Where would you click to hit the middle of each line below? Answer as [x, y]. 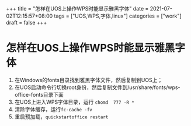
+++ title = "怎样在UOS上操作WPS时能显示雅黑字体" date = [77, 8]
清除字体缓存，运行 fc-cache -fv [53, 109]
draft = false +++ [27, 23]
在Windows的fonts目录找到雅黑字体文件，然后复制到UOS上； [88, 80]
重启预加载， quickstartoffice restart [61, 117]
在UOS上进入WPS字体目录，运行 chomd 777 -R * [74, 102]
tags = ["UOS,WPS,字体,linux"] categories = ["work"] [118, 16]
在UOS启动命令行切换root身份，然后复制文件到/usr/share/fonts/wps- [97, 87]
